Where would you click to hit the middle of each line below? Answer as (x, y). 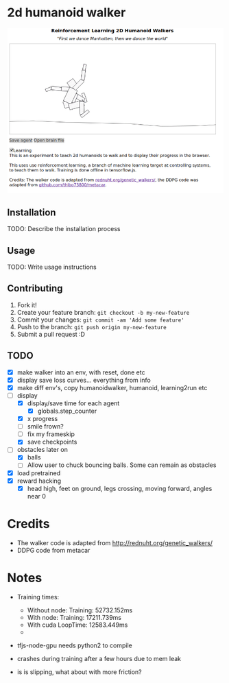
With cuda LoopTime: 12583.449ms (77, 625)
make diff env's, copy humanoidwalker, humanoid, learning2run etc (112, 387)
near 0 (37, 496)
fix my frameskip (51, 434)
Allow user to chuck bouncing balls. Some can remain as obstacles (122, 465)
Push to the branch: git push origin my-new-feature (92, 326)
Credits (28, 524)
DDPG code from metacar (53, 550)
